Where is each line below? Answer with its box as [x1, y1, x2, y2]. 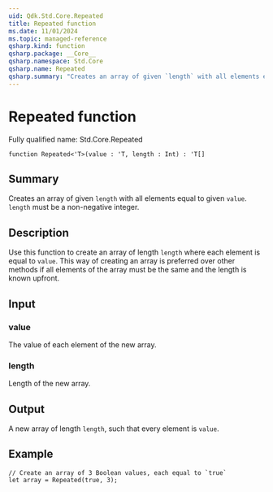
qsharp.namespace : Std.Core [8, 58, 104, 66]
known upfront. [8, 273, 60, 283]
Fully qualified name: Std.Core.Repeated [8, 134, 144, 144]
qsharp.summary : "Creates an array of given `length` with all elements [8, 72, 260, 81]
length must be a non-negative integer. [8, 202, 140, 212]
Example [8, 447, 54, 461]
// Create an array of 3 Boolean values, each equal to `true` [8, 468, 227, 477]
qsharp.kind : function [8, 42, 85, 50]
